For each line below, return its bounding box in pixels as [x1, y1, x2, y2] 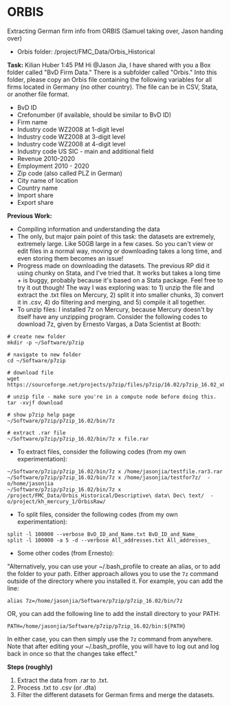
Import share [16, 190, 54, 199]
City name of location [16, 176, 78, 184]
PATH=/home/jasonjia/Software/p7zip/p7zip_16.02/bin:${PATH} [7, 623, 186, 630]
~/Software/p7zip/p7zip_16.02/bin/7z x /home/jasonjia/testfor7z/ [7, 474, 201, 481]
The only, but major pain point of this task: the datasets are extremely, [16, 232, 215, 241]
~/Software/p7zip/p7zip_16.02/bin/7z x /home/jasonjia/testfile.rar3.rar [7, 468, 223, 475]
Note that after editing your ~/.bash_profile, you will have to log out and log [7, 642, 220, 650]
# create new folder [7, 333, 67, 340]
